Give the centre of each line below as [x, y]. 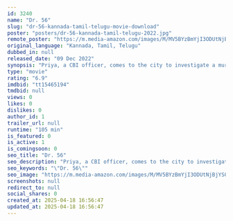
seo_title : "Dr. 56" [37, 156]
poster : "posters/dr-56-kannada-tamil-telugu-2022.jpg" [89, 33]
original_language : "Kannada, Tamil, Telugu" [74, 46]
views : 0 [20, 98]
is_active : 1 [26, 143]
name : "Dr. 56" [29, 20]
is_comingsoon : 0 [32, 149]
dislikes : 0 [24, 110]
